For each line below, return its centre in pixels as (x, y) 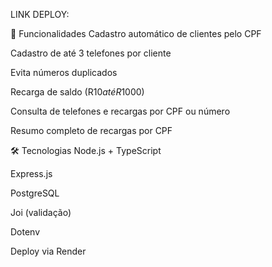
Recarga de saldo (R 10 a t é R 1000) (77, 92)
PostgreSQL (35, 193)
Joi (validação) (41, 212)
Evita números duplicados (64, 72)
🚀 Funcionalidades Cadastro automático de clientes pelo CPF (136, 33)
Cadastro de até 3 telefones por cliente (91, 53)
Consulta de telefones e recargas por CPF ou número (120, 111)
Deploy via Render (48, 251)
